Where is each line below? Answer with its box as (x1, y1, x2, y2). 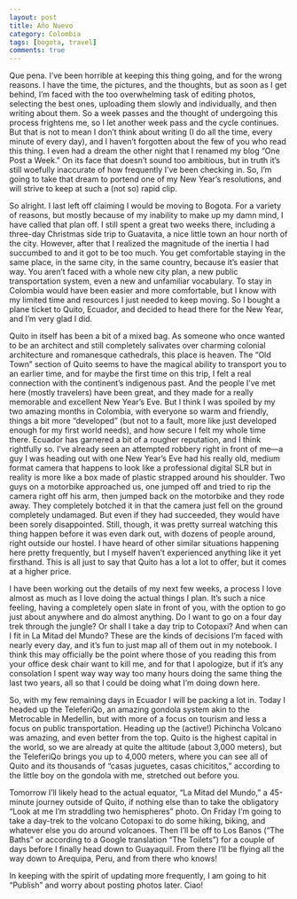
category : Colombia (9, 29, 82, 38)
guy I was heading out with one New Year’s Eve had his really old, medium (9, 453, 281, 464)
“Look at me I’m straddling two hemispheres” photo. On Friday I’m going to (9, 806, 282, 817)
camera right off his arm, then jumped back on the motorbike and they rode (9, 491, 285, 502)
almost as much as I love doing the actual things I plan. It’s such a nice (9, 593, 266, 604)
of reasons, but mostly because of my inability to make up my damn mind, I (9, 210, 284, 221)
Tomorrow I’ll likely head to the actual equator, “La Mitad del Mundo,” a (9, 787, 268, 798)
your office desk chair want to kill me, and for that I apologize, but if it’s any (9, 659, 284, 669)
